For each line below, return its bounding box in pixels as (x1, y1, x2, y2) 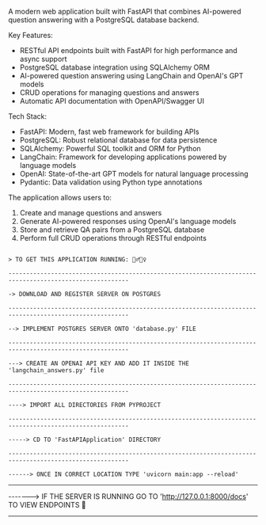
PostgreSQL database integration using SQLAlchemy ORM (19, 63, 210, 72)
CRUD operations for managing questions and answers (19, 88, 199, 97)
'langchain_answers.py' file (8, 367, 104, 375)
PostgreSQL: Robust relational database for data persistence (19, 135, 218, 145)
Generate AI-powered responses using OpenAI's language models (19, 217, 237, 226)
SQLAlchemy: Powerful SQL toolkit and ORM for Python (19, 144, 202, 153)
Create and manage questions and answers (19, 208, 162, 217)
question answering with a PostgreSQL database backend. (8, 15, 199, 25)
